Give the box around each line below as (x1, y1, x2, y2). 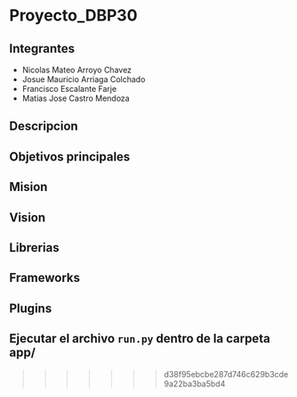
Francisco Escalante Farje (21, 84, 117, 94)
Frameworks (9, 270, 81, 285)
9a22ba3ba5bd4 (164, 378, 226, 389)
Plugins (9, 301, 52, 316)
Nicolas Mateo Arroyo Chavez (21, 64, 132, 75)
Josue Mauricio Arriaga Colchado (21, 74, 146, 85)
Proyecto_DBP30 (9, 5, 138, 26)
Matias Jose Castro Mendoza (21, 93, 131, 103)
